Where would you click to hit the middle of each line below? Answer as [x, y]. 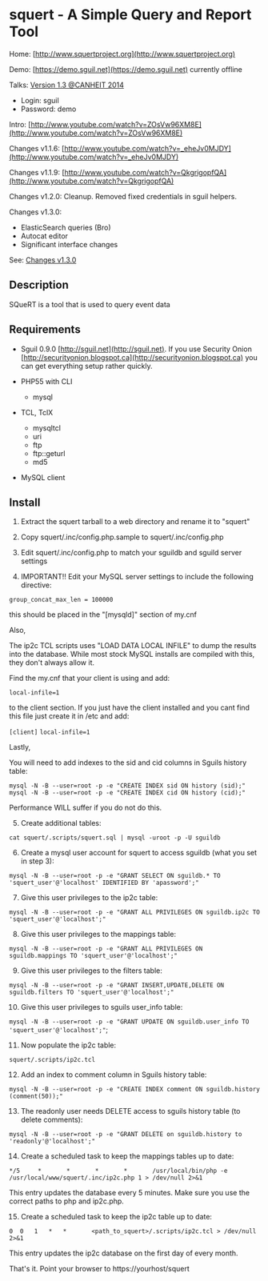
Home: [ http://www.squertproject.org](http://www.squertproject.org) [122, 54]
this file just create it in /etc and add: [69, 716]
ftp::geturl [49, 453]
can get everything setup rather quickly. [86, 366]
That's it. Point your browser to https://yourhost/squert [100, 1269]
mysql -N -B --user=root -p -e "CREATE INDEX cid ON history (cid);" [128, 793]
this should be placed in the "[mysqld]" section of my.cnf [103, 614]
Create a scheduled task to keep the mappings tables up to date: [127, 1156]
